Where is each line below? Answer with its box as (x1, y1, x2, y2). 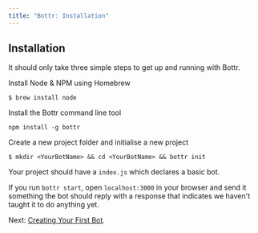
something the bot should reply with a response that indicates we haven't (8, 191, 251, 201)
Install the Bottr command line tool (8, 108, 122, 117)
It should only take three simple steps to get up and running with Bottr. (8, 63, 240, 72)
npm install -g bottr (8, 124, 81, 132)
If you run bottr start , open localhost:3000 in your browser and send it (8, 182, 247, 193)
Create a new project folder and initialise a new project (8, 137, 189, 147)
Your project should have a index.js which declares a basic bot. (8, 167, 220, 177)
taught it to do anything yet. (8, 200, 100, 210)
